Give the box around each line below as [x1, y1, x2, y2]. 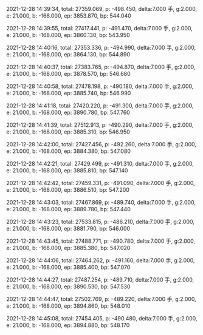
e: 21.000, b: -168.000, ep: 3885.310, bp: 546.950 [6, 128, 131, 135]
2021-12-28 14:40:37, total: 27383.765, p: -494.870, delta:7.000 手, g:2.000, [6, 63, 196, 70]
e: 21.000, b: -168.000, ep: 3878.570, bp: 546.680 [6, 70, 131, 77]
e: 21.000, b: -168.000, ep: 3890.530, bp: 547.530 [6, 283, 131, 290]
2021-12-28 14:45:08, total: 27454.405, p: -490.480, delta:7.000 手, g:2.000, [6, 315, 198, 322]
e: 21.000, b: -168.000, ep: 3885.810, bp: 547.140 [6, 167, 128, 174]
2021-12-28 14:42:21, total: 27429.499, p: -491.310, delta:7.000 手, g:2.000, [6, 160, 194, 167]
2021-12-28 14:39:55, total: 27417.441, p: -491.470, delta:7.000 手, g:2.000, [6, 25, 193, 32]
